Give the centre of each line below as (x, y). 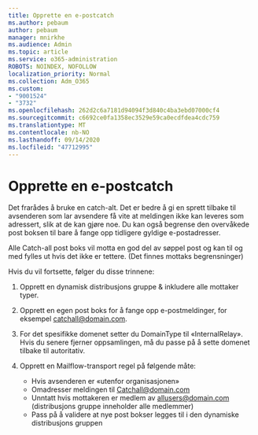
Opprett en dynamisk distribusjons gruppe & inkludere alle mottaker (129, 287)
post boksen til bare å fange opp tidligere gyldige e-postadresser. (114, 233)
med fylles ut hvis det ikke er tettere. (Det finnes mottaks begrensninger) (126, 256)
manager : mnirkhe (37, 37)
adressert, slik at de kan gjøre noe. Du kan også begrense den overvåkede (129, 224)
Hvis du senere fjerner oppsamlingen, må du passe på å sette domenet (135, 342)
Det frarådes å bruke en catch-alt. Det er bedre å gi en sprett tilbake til (122, 208)
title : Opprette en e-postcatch (61, 15)
